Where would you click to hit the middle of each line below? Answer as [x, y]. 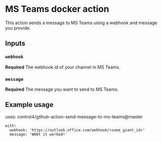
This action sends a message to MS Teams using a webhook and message [81, 23]
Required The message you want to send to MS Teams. [62, 89]
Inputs [15, 44]
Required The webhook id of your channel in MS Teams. [63, 67]
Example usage [29, 105]
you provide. [18, 28]
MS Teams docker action [57, 9]
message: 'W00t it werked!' [39, 134]
